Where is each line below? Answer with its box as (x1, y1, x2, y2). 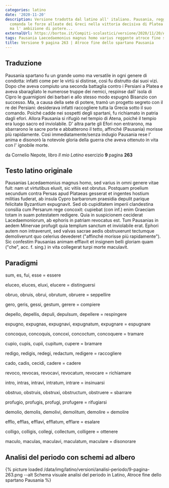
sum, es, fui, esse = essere (5, 272, 61, 278)
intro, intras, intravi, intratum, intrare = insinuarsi (5, 379, 105, 386)
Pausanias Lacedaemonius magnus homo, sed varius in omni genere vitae (5, 180, 159, 186)
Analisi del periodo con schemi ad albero (5, 453, 135, 462)
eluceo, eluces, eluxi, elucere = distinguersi (5, 282, 96, 288)
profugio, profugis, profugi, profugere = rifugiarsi (5, 399, 107, 405)
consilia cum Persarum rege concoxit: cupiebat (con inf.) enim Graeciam (5, 206, 155, 212)
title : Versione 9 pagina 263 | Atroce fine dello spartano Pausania (5, 40, 154, 45)
